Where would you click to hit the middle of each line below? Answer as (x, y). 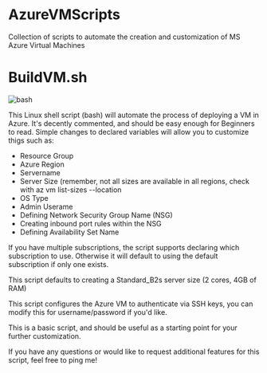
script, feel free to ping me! (53, 359)
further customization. (45, 336)
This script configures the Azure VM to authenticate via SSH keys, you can (131, 304)
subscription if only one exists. (59, 264)
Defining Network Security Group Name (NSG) (96, 215)
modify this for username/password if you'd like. (88, 312)
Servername (40, 172)
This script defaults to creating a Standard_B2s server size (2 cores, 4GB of (132, 280)
